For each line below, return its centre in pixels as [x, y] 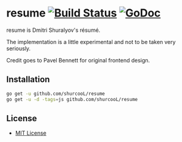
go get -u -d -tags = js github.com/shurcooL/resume [72, 99]
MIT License [31, 133]
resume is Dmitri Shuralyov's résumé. [53, 30]
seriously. [19, 48]
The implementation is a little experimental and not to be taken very [91, 42]
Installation [28, 80]
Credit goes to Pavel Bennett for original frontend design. [78, 60]
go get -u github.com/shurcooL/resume [56, 94]
